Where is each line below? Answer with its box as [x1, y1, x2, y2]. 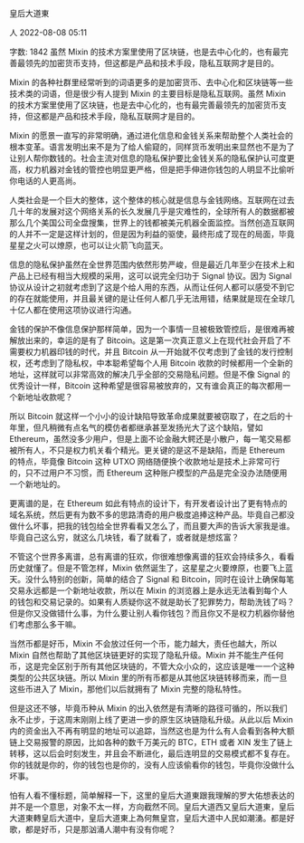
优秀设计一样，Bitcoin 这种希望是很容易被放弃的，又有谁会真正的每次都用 [9, 380, 283, 391]
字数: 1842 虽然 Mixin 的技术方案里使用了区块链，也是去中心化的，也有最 [9, 46, 281, 57]
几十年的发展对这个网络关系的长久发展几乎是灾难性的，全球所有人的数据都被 [9, 206, 295, 216]
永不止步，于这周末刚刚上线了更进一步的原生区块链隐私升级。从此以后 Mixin [9, 714, 294, 724]
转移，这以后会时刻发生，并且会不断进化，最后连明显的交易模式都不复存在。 [9, 748, 295, 759]
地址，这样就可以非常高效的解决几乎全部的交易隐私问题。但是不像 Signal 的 [9, 369, 291, 379]
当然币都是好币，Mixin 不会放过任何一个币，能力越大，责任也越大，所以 [9, 638, 278, 649]
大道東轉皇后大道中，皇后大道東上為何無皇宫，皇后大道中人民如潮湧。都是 [9, 813, 287, 823]
